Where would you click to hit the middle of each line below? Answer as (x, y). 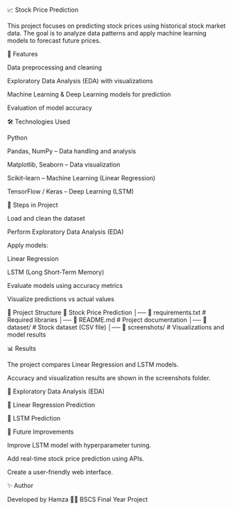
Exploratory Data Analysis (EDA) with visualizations (80, 81)
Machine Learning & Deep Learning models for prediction (89, 94)
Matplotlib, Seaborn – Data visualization (64, 164)
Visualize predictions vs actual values (61, 299)
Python (17, 138)
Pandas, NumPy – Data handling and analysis (72, 151)
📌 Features (23, 54)
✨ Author (20, 485)
